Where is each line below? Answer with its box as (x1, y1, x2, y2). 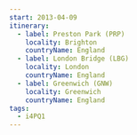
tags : (9, 104, 29, 113)
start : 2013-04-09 (9, 12, 77, 22)
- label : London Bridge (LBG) (17, 54, 129, 63)
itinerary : (9, 21, 50, 30)
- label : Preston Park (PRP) (17, 29, 125, 38)
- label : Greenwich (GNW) (17, 79, 114, 88)
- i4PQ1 (17, 112, 46, 121)
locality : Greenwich (25, 87, 101, 96)
